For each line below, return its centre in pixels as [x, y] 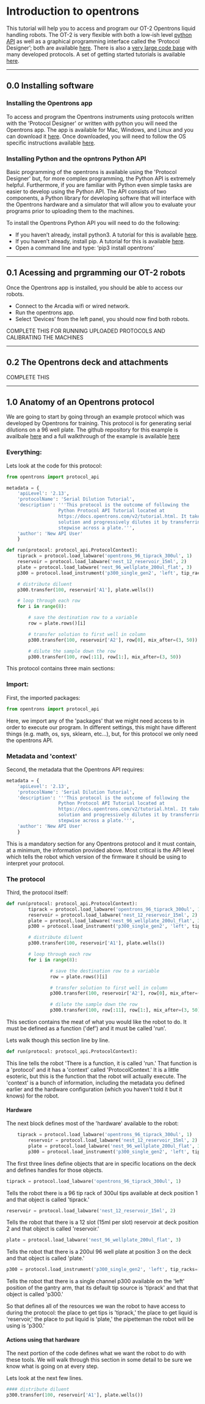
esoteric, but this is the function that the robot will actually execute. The [96, 1076]
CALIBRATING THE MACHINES [45, 337]
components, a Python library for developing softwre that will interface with [101, 198]
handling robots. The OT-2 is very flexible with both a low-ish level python [99, 34]
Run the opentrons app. [45, 312]
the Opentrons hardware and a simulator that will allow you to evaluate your [101, 204]
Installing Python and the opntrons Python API [76, 159]
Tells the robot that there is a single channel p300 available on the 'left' [95, 1281]
